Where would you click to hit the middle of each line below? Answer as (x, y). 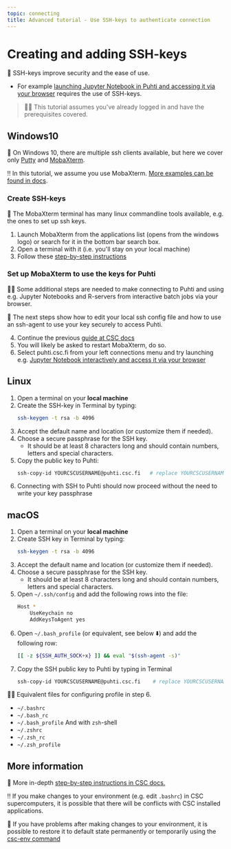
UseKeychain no (52, 613)
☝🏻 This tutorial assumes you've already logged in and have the (114, 107)
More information (45, 766)
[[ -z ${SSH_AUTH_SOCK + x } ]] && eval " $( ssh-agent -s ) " (99, 655)
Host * (26, 607)
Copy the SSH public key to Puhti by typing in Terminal (95, 668)
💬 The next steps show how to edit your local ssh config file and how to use (114, 317)
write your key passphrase (55, 493)
